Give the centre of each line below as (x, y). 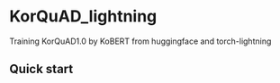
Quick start (41, 69)
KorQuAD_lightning (83, 17)
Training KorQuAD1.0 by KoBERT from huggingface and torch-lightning (140, 41)
